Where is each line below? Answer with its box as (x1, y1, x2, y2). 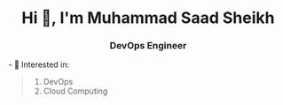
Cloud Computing (43, 86, 108, 96)
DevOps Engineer (109, 40, 187, 52)
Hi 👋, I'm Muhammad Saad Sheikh (21, 8, 275, 28)
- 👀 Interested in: (8, 59, 70, 70)
